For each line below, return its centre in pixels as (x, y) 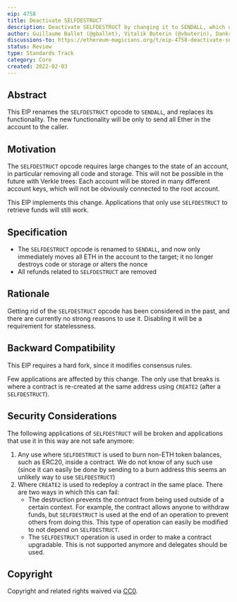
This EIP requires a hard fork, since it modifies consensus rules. (100, 365)
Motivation (32, 149)
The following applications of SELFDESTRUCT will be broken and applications (115, 433)
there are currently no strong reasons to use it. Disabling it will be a (105, 318)
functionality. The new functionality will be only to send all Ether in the (109, 119)
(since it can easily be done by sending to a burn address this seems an (122, 469)
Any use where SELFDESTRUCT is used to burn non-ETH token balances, (120, 454)
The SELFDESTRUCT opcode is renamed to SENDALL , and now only (109, 249)
